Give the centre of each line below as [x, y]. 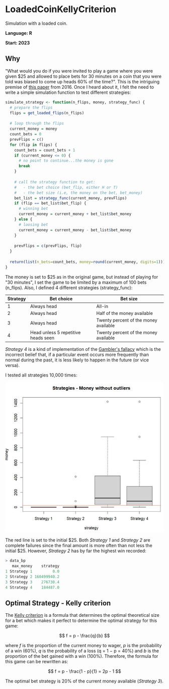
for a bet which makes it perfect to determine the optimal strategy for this [81, 621]
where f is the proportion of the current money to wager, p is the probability [83, 646]
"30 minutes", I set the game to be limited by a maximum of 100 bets [76, 282]
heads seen [42, 338]
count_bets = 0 [26, 134]
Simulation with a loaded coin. [36, 23]
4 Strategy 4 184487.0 [32, 587]
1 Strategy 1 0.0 [32, 571]
